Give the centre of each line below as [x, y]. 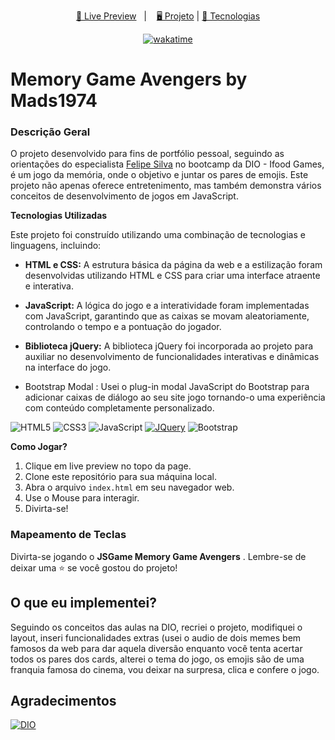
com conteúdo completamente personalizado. [119, 408]
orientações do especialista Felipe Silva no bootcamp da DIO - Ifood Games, [167, 164]
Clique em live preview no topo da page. [108, 466]
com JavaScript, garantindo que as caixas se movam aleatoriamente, [167, 316]
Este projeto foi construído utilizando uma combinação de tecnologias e [158, 235]
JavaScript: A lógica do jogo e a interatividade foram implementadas [167, 306]
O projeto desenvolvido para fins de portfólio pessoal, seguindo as [147, 154]
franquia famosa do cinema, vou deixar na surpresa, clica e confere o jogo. [165, 669]
